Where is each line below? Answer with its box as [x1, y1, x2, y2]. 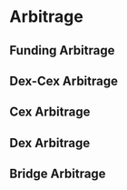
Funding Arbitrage [9, 43, 115, 58]
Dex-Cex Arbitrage [9, 73, 118, 88]
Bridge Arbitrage [9, 166, 106, 182]
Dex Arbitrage [9, 135, 91, 151]
